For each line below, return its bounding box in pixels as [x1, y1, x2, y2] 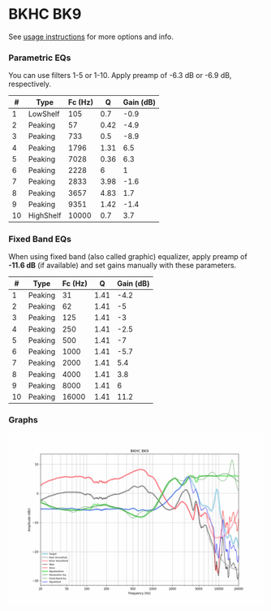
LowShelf [28, 109, 60, 119]
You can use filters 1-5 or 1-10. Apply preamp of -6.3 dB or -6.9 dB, [8, 71, 232, 80]
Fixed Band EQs [8, 233, 71, 245]
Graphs [8, 414, 38, 426]
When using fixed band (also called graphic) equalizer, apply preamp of [8, 252, 247, 262]
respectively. [8, 79, 51, 89]
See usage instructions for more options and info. [8, 32, 174, 41]
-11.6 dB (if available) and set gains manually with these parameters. [8, 261, 237, 271]
